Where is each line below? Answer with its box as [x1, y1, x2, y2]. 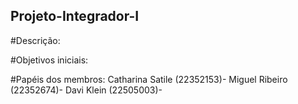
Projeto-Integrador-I [10, 8, 140, 25]
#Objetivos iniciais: [10, 54, 89, 66]
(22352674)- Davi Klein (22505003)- [10, 84, 163, 96]
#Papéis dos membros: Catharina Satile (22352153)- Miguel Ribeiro [10, 73, 288, 85]
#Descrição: [10, 34, 61, 46]
